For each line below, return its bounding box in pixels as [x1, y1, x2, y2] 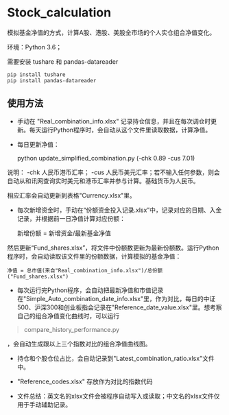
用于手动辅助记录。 [16, 400, 72, 409]
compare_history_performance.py [23, 325, 120, 333]
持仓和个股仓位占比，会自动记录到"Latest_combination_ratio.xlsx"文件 [16, 354, 215, 362]
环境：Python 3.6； [7, 43, 62, 51]
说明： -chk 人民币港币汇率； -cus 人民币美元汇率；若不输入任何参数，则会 [7, 168, 221, 176]
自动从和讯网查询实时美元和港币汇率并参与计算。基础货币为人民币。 [7, 176, 200, 185]
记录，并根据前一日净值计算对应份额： [16, 214, 125, 222]
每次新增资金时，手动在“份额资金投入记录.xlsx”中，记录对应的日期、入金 [16, 206, 222, 214]
